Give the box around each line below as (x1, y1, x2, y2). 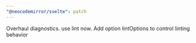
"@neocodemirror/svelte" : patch (6, 8, 87, 15)
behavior (6, 31, 28, 38)
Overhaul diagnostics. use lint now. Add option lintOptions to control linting (6, 25, 190, 32)
